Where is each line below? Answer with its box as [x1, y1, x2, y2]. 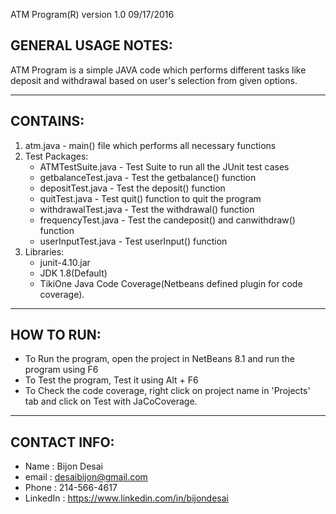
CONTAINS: [10, 113, 85, 130]
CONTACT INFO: [10, 434, 115, 451]
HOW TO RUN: [10, 327, 102, 344]
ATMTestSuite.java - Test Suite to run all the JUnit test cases [39, 160, 290, 173]
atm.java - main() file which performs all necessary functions [24, 139, 277, 151]
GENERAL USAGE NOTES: [10, 37, 173, 54]
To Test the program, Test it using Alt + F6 [24, 374, 199, 386]
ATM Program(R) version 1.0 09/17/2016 [10, 9, 175, 20]
